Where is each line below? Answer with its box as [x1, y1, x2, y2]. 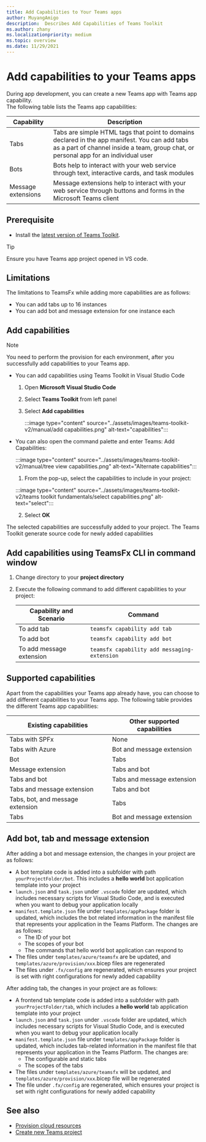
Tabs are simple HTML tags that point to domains [53, 128, 195, 136]
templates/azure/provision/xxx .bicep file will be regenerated [15, 1074, 170, 1082]
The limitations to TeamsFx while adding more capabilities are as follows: [6, 289, 191, 297]
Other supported [129, 717, 180, 725]
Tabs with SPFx [9, 735, 54, 744]
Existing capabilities [27, 721, 88, 729]
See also [6, 1106, 40, 1116]
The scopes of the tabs [24, 1062, 83, 1069]
